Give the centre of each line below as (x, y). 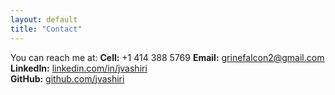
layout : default (44, 19)
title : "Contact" (46, 29)
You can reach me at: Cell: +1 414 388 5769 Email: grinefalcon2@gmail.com (167, 57)
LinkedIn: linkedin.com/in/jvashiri (79, 68)
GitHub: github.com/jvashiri (67, 78)
